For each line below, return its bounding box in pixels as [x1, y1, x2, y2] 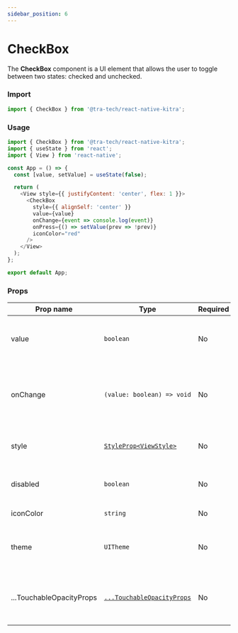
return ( [13, 184, 40, 191]
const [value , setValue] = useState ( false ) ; [13, 171, 147, 178]
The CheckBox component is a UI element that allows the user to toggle [7, 65, 218, 73]
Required [198, 304, 229, 314]
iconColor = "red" [33, 230, 81, 237]
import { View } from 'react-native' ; [7, 152, 122, 159]
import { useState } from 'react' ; [7, 145, 113, 152]
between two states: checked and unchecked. [7, 72, 142, 80]
